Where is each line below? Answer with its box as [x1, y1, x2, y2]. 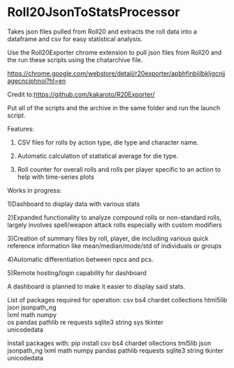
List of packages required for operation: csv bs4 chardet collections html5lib [7, 295, 228, 304]
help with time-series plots [17, 172, 94, 181]
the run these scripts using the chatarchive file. [7, 55, 143, 64]
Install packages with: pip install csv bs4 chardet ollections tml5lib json [7, 339, 212, 347]
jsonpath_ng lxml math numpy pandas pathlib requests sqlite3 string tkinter [7, 346, 224, 355]
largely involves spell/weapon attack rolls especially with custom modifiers [7, 221, 222, 229]
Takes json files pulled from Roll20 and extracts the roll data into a [7, 27, 198, 36]
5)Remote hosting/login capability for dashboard [7, 268, 147, 277]
